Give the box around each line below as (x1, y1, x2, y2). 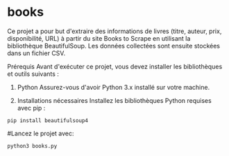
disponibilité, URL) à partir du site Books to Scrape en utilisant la (7, 34, 191, 42)
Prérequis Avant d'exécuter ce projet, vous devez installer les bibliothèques (7, 62, 223, 70)
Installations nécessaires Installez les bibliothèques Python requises (17, 96, 212, 104)
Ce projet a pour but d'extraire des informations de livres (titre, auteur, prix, (7, 27, 222, 35)
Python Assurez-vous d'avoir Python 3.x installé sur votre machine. (17, 83, 210, 91)
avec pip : (17, 104, 46, 112)
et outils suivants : (7, 70, 59, 78)
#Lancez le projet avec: (7, 129, 74, 137)
